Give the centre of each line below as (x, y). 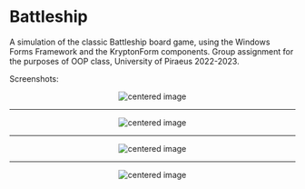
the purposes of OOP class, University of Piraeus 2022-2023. (124, 61)
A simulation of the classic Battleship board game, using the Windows (140, 42)
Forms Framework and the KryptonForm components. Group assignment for (152, 51)
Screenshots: (34, 78)
